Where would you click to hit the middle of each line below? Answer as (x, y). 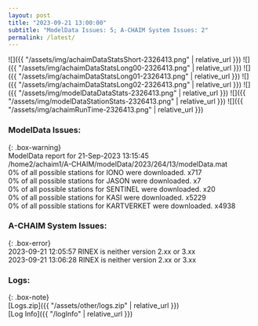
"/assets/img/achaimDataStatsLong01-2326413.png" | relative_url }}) (129, 76)
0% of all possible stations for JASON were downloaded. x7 (105, 181)
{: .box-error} (29, 243)
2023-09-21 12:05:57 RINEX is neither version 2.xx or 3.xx (102, 251)
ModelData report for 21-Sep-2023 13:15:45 (78, 156)
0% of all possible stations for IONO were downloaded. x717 (105, 172)
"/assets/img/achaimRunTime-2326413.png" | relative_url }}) (106, 110)
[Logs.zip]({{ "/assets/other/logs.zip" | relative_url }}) (94, 306)
